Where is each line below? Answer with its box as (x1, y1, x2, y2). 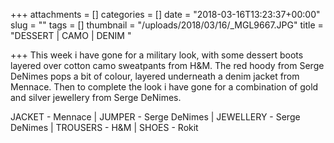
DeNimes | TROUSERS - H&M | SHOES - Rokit (10, 122, 199, 133)
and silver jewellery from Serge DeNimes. (10, 92, 182, 103)
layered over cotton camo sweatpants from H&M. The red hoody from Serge (10, 60, 325, 71)
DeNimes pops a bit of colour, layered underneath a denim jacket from (10, 70, 300, 82)
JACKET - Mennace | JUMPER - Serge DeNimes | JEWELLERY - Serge (10, 111, 301, 123)
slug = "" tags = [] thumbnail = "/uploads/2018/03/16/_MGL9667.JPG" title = (10, 19, 324, 31)
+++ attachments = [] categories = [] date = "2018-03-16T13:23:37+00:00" (10, 9, 321, 20)
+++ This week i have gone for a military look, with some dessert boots (10, 49, 304, 61)
